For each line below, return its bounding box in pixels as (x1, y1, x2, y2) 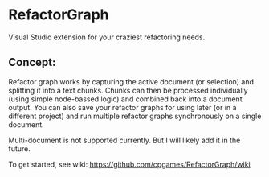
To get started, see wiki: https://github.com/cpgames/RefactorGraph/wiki (8, 159, 251, 169)
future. (8, 143, 31, 154)
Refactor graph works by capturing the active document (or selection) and (8, 76, 255, 86)
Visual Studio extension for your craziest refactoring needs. (8, 32, 206, 42)
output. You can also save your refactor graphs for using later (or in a (8, 102, 237, 112)
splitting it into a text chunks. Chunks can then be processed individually (8, 85, 248, 95)
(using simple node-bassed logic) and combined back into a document (8, 94, 243, 104)
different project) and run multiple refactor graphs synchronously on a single (8, 111, 262, 121)
